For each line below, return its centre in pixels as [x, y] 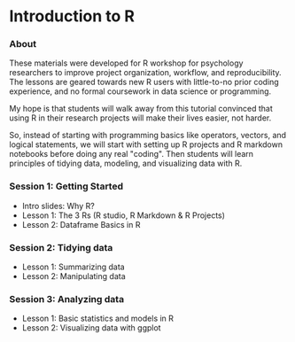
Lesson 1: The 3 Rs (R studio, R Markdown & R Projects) [124, 215]
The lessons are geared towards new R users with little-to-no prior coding [144, 82]
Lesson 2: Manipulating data [74, 276]
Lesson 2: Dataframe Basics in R [81, 224]
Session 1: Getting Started [66, 186]
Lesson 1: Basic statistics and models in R [98, 319]
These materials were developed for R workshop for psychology [126, 63]
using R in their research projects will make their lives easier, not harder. [140, 118]
